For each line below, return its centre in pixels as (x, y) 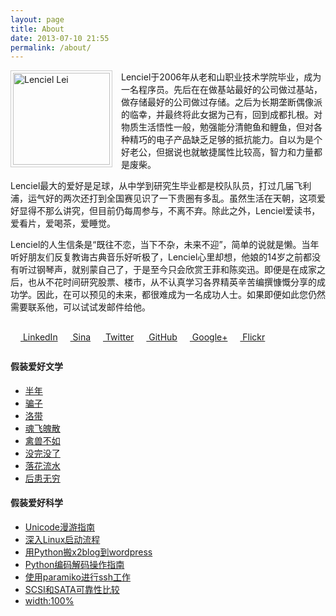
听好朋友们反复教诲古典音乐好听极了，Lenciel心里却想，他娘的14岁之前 (157, 257)
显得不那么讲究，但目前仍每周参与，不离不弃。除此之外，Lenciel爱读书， (169, 211)
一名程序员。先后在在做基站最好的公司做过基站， (222, 90)
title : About (37, 29)
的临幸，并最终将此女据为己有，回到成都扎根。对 (222, 115)
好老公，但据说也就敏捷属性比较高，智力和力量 (217, 152)
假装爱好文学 (36, 367)
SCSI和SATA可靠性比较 (72, 590)
